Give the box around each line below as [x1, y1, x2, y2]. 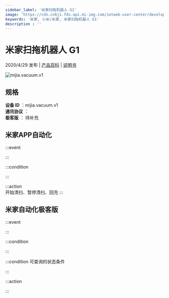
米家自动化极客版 [5, 205, 58, 214]
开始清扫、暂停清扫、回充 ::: [5, 189, 64, 195]
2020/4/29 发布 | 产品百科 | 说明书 [5, 62, 77, 68]
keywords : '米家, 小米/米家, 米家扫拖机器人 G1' [5, 17, 99, 22]
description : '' [5, 21, 42, 27]
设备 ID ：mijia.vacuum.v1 [5, 102, 58, 108]
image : [5, 12, 19, 17]
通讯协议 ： [5, 108, 29, 114]
